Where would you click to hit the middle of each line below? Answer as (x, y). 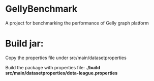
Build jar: (25, 44)
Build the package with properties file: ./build (53, 67)
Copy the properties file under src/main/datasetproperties (66, 58)
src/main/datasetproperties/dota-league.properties (61, 73)
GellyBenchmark (41, 9)
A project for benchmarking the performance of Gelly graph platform (77, 23)
